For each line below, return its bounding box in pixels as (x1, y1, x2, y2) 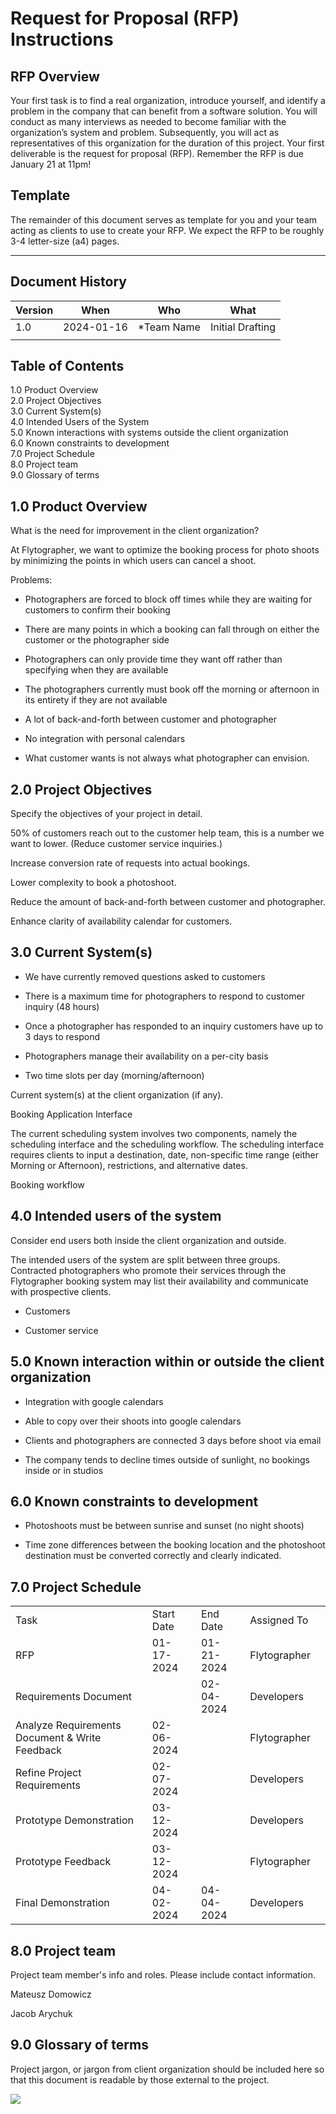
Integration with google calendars (24, 1395, 164, 1407)
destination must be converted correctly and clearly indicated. (24, 1550, 282, 1562)
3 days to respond (24, 1030, 100, 1042)
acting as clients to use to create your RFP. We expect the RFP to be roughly (10, 224, 325, 236)
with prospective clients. (10, 1285, 112, 1297)
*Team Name (137, 320, 201, 334)
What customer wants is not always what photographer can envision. (24, 752, 310, 764)
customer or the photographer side (24, 634, 170, 646)
